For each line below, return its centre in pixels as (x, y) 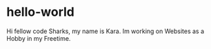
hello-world (41, 12)
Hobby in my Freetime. (39, 38)
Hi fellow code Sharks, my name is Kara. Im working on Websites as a (105, 31)
